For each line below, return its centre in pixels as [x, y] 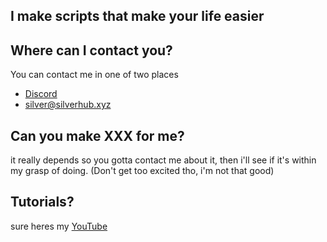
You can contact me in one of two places [94, 75]
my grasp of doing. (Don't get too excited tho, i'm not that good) [142, 171]
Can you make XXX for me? [97, 135]
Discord [41, 94]
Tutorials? [42, 202]
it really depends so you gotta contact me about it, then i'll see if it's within [163, 160]
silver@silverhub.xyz [68, 105]
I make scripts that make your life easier [137, 16]
